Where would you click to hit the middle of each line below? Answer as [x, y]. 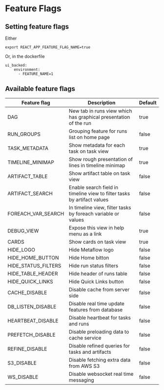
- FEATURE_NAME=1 [36, 74]
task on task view [89, 151]
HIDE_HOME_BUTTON [33, 257]
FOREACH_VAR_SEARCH [36, 213]
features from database [96, 310]
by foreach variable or [94, 213]
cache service [85, 338]
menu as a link [85, 234]
